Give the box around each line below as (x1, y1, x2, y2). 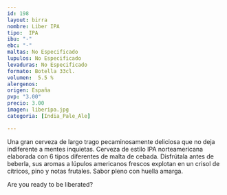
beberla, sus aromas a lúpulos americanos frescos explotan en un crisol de (7, 159, 220, 167)
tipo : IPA (7, 29, 39, 37)
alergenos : (7, 81, 39, 88)
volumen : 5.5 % (7, 74, 54, 81)
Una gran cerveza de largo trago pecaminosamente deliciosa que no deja (7, 137, 215, 145)
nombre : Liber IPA (7, 23, 60, 30)
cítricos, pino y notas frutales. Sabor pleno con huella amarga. (7, 167, 184, 175)
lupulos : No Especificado (7, 55, 81, 62)
